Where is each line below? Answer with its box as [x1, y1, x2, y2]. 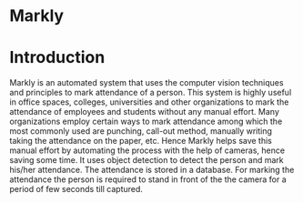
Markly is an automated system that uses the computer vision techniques [9, 77, 284, 88]
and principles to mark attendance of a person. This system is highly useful [9, 87, 292, 98]
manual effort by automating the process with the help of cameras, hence [9, 145, 285, 156]
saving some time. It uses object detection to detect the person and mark [9, 155, 284, 166]
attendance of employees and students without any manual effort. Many [9, 107, 279, 117]
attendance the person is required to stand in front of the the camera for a [9, 174, 287, 185]
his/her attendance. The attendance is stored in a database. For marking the [9, 165, 295, 176]
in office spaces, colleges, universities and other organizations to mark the [9, 96, 289, 107]
